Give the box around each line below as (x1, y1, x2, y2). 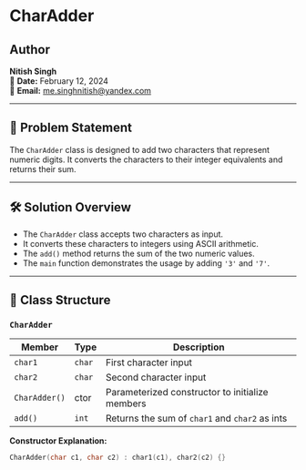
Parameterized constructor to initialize (105, 386, 269, 399)
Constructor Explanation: (9, 435, 107, 446)
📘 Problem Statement (9, 120, 133, 136)
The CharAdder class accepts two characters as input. (22, 229, 224, 240)
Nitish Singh (9, 66, 57, 77)
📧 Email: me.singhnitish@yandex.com (9, 86, 152, 96)
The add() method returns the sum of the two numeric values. (22, 248, 255, 259)
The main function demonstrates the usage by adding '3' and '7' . (22, 257, 270, 269)
